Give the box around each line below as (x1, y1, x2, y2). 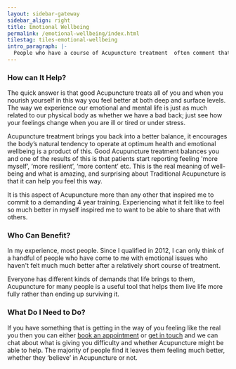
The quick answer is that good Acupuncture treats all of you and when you (7, 89, 223, 97)
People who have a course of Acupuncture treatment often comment (13, 50, 216, 57)
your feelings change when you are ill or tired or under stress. (7, 119, 186, 127)
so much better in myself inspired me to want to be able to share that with (7, 205, 221, 214)
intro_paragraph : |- (7, 43, 68, 50)
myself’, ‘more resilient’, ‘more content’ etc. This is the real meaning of (7, 162, 210, 171)
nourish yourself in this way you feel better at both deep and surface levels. (7, 96, 226, 105)
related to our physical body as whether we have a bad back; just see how (7, 111, 223, 119)
